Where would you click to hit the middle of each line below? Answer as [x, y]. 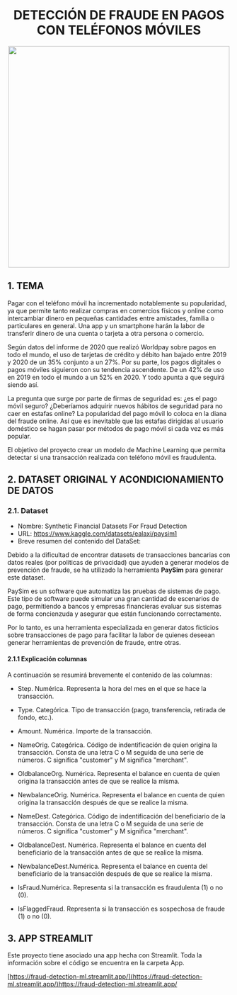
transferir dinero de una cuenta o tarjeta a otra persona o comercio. [106, 333]
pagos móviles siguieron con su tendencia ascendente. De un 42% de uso [116, 369]
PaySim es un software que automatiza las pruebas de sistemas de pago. [114, 591]
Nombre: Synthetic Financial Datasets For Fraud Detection [102, 526]
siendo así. [23, 384]
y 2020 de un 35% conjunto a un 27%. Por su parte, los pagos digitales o [114, 362]
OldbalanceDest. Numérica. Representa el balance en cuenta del [112, 845]
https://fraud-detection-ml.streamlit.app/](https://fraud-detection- [106, 977]
